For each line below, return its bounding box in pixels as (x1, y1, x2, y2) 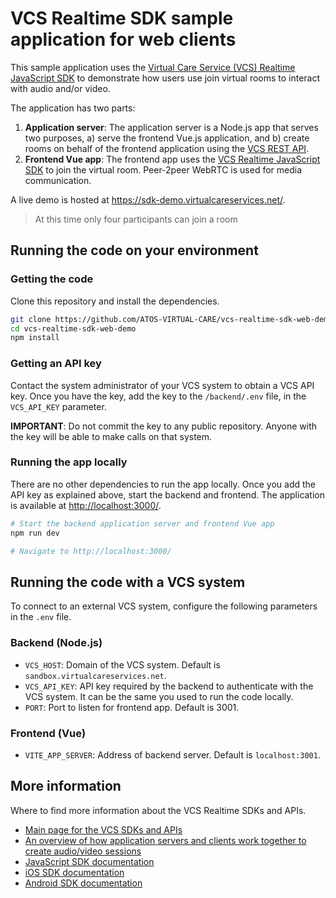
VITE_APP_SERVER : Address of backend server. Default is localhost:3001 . (24, 748, 321, 761)
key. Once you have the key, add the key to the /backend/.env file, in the (10, 390, 307, 402)
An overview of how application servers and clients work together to (24, 834, 307, 846)
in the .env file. (10, 611, 72, 623)
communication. (24, 174, 92, 186)
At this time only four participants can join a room (34, 213, 238, 225)
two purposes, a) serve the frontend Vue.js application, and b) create (24, 132, 310, 144)
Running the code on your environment (10, 242, 259, 259)
